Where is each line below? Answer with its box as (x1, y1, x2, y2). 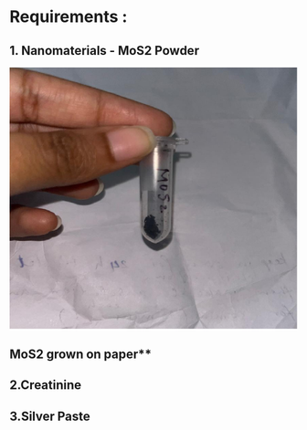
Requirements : (9, 6, 128, 27)
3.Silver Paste (9, 408, 91, 424)
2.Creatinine (9, 377, 82, 393)
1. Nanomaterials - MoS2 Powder (9, 43, 199, 58)
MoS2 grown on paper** (9, 347, 153, 362)
